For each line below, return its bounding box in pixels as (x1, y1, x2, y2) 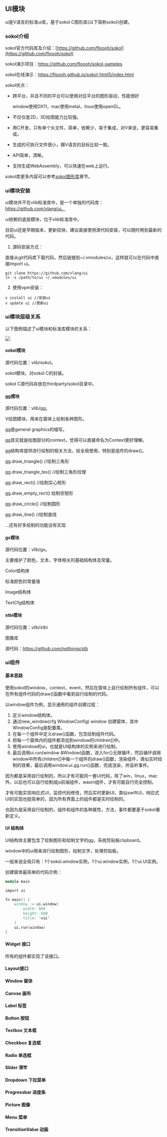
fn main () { (5, 897, 30, 902)
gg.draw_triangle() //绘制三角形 (5, 458, 69, 464)
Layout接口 (5, 965, 29, 971)
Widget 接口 (5, 941, 31, 947)
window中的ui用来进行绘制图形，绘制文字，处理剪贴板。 (5, 847, 121, 854)
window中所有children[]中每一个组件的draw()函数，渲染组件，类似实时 (12, 756, 158, 762)
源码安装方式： (12, 244, 43, 250)
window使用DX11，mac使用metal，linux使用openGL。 (12, 104, 124, 110)
